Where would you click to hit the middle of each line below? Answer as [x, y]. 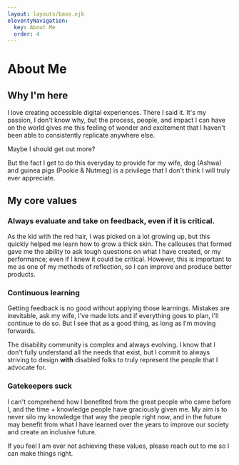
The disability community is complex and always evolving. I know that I [112, 345]
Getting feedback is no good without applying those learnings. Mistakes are [118, 308]
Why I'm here [38, 95]
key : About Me [35, 27]
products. [21, 274]
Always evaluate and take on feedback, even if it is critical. [111, 220]
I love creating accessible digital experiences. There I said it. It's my [107, 113]
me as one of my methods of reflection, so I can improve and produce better [119, 266]
